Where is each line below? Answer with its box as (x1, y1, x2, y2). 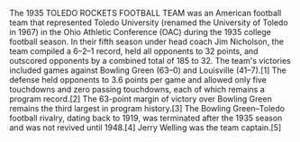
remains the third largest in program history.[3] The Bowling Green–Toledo (9, 103, 286, 113)
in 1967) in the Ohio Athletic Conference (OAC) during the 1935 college (9, 27, 272, 37)
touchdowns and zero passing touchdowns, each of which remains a (9, 84, 265, 94)
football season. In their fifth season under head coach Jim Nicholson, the (9, 36, 284, 47)
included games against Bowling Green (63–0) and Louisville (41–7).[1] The (9, 65, 286, 75)
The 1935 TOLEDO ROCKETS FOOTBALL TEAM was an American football (9, 8, 282, 18)
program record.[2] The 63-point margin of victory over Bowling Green (9, 93, 272, 104)
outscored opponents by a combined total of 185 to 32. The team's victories (9, 56, 291, 66)
